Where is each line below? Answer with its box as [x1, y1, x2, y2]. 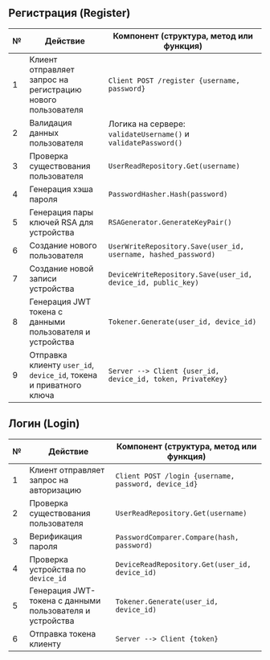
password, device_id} [115, 479, 198, 489]
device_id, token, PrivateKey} [108, 374, 228, 383]
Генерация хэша [29, 183, 94, 195]
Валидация [29, 117, 72, 128]
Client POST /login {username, [115, 471, 235, 481]
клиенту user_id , [29, 359, 95, 371]
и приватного [29, 379, 82, 391]
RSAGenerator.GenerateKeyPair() [108, 217, 232, 227]
